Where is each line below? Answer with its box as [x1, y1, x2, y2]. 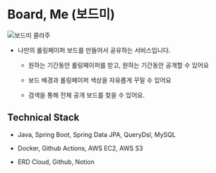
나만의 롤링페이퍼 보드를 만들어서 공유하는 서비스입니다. [17, 46, 171, 54]
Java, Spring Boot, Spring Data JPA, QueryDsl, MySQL [17, 130, 176, 139]
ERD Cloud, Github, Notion [17, 158, 95, 166]
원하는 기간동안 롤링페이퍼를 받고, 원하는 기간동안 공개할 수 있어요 [28, 60, 210, 69]
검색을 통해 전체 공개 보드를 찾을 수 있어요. [28, 91, 145, 99]
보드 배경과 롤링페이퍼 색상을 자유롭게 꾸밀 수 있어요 [28, 75, 172, 84]
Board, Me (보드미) [7, 6, 115, 23]
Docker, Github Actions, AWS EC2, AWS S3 [17, 143, 143, 152]
